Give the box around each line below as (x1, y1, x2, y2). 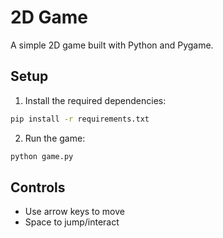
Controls (10, 179, 66, 196)
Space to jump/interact (24, 216, 120, 228)
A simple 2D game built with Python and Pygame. (10, 39, 214, 51)
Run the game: (24, 132, 86, 144)
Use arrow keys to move (24, 206, 125, 218)
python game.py (10, 151, 74, 161)
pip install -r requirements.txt (10, 114, 150, 124)
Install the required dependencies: (24, 94, 167, 106)
